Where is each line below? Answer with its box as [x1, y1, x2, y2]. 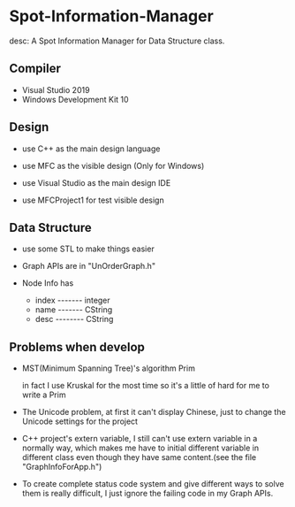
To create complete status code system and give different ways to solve [21, 479, 284, 489]
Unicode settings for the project [21, 416, 139, 426]
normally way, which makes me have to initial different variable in [21, 442, 259, 453]
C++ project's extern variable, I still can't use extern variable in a [21, 434, 258, 444]
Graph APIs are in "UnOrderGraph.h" [21, 261, 156, 272]
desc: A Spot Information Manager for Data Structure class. [9, 35, 225, 46]
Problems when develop [9, 339, 146, 355]
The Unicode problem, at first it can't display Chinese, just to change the [21, 407, 286, 418]
